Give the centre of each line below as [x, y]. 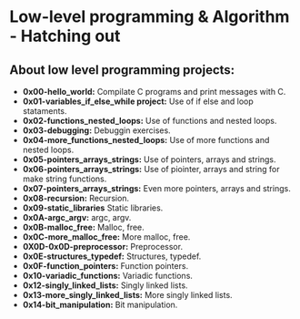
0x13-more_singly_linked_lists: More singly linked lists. [128, 295]
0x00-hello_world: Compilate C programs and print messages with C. [154, 92]
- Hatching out [65, 36]
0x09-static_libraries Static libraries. [93, 208]
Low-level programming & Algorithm [150, 17]
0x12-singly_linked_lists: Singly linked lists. [105, 285]
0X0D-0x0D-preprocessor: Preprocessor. [103, 247]
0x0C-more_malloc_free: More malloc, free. [106, 237]
